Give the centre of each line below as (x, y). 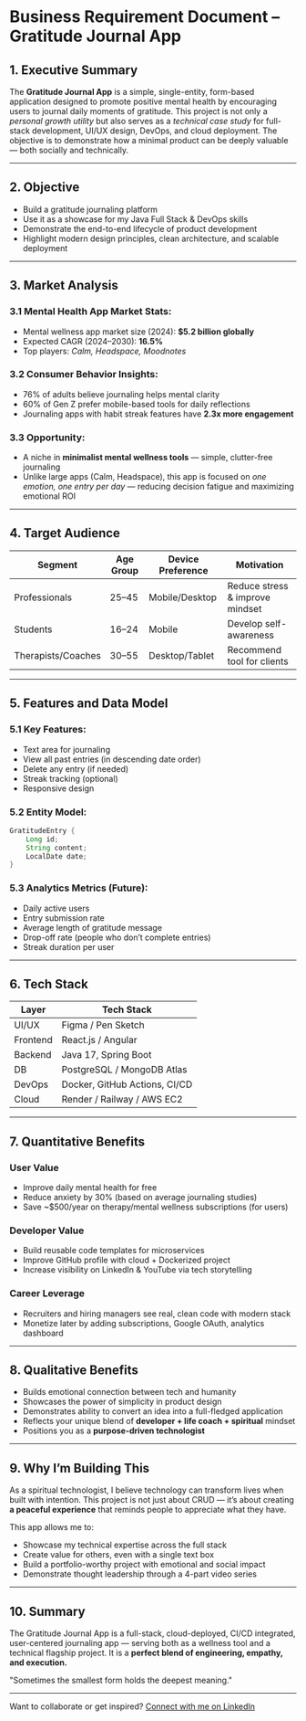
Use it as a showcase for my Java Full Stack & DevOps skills (135, 219)
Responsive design (58, 788)
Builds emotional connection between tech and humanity (129, 1392)
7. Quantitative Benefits (77, 1141)
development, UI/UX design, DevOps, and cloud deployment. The (154, 131)
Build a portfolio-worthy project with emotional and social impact (144, 1565)
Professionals (43, 597)
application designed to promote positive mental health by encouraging (143, 101)
